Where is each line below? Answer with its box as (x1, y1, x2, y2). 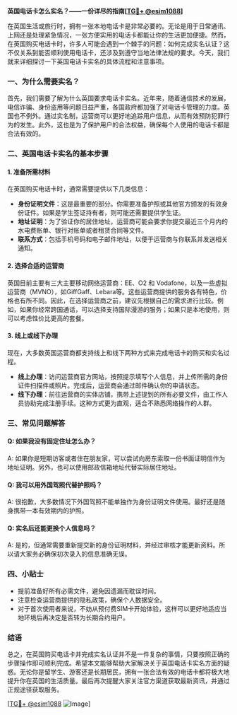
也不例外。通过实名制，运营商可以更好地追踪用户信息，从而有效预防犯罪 (13, 112, 224, 120)
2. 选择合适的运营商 (7, 262, 65, 270)
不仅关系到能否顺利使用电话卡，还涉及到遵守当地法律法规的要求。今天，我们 (7, 49, 230, 57)
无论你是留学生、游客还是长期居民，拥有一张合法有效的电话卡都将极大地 (19, 668, 230, 676)
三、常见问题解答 (7, 418, 66, 428)
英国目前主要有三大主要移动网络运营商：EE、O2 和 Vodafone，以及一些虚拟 (7, 279, 228, 287)
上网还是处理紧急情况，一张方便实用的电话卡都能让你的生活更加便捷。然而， (7, 31, 230, 39)
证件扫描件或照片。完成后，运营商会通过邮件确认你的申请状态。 (17, 381, 203, 390)
